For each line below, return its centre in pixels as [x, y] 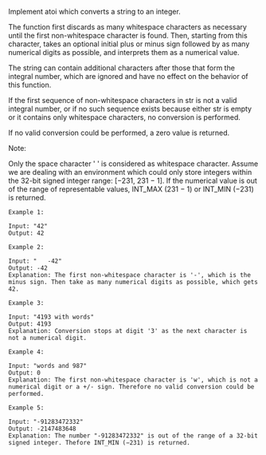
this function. [30, 85]
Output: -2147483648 [43, 429]
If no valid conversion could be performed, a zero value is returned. [119, 133]
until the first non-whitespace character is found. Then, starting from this [128, 36]
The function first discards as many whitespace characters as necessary [127, 27]
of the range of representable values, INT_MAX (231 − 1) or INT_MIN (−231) [131, 189]
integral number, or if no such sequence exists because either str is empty [130, 109]
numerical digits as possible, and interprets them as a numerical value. [124, 52]
